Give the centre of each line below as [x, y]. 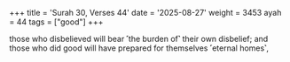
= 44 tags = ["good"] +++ [56, 22]
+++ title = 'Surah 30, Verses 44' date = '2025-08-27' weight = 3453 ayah [145, 13]
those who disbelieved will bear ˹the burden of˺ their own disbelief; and [139, 39]
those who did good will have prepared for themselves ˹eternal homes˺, [139, 48]
